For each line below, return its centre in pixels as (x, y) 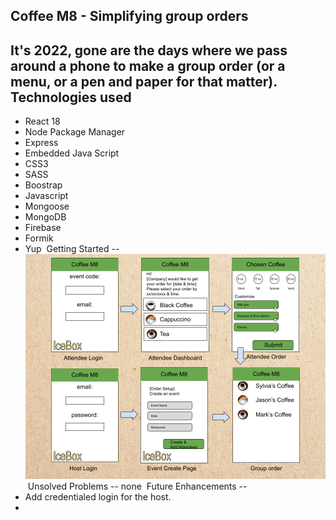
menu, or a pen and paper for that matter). (144, 81)
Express (41, 143)
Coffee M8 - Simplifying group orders (129, 16)
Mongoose (47, 206)
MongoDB (45, 217)
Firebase (43, 228)
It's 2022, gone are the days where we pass (149, 50)
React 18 (42, 121)
